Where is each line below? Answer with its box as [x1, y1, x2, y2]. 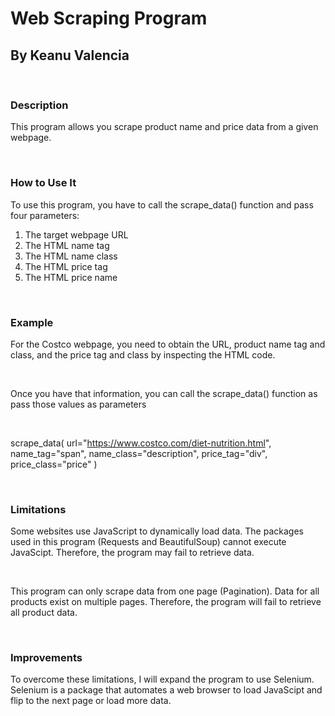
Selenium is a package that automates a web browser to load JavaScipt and [10, 684, 323, 696]
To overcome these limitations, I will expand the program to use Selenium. [10, 673, 315, 686]
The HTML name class [24, 250, 118, 262]
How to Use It [10, 176, 77, 190]
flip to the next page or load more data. [10, 695, 172, 707]
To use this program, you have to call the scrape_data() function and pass [10, 198, 314, 211]
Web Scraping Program [10, 7, 208, 30]
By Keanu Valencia [10, 47, 130, 64]
